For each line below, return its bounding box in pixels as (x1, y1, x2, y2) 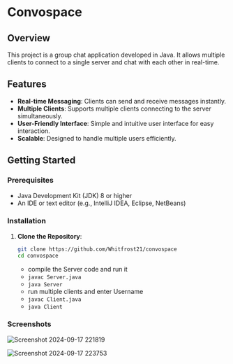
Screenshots (7, 319, 52, 329)
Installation (7, 216, 47, 226)
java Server (27, 281, 63, 288)
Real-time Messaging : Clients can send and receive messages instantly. (17, 97, 227, 105)
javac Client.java (27, 295, 82, 303)
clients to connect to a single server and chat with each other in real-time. (7, 58, 220, 66)
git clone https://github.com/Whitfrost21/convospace (17, 246, 177, 253)
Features (7, 78, 47, 90)
